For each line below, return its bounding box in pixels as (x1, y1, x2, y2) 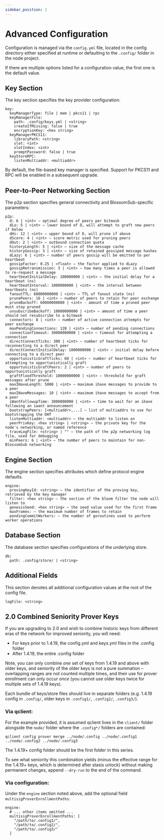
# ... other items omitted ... (9, 810, 74, 814)
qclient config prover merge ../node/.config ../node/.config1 (5, 734, 137, 739)
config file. (5, 590, 27, 596)
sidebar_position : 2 (5, 7, 48, 12)
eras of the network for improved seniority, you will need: (5, 630, 121, 637)
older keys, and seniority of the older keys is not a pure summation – (5, 665, 143, 671)
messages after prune (5, 378, 50, 383)
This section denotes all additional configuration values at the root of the (5, 584, 152, 590)
